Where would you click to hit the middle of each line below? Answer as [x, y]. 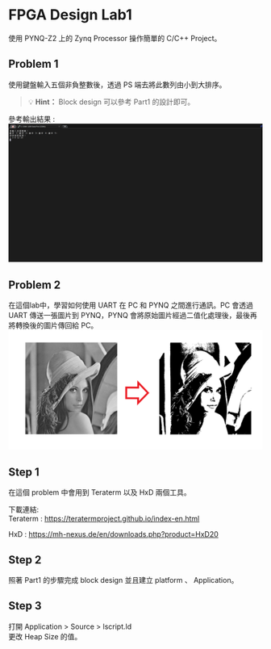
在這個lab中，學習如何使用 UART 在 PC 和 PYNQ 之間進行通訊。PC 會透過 [131, 305]
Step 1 [24, 472]
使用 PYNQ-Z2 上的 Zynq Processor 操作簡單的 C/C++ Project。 [115, 38]
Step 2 [25, 560]
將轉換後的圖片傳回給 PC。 [53, 325]
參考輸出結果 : [31, 119]
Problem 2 [35, 285]
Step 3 [25, 606]
